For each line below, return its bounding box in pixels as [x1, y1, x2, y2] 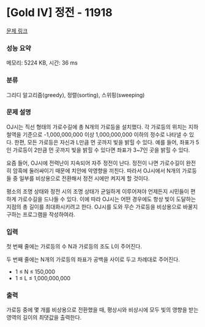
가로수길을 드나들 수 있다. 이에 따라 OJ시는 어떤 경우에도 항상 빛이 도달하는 [17, 195, 196, 203]
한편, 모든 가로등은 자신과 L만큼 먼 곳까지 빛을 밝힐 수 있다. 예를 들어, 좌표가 [14, 138, 195, 146]
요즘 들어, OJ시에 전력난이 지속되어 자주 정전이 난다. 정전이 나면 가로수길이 [6, 159, 185, 167]
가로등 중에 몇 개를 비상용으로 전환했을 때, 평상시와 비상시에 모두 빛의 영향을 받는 [6, 306, 199, 313]
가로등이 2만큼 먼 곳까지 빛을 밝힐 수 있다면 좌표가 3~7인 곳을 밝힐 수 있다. [12, 146, 190, 154]
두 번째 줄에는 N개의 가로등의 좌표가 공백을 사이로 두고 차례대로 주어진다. [6, 256, 181, 263]
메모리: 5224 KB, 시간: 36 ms [6, 59, 78, 66]
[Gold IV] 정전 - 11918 [6, 6, 113, 20]
